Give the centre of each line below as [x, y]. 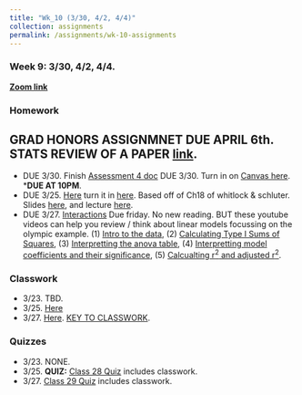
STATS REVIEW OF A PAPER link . [104, 154]
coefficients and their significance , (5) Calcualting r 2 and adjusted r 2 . [152, 255]
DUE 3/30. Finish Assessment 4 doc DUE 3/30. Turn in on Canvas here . [156, 176]
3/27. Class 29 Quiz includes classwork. [97, 380]
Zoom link [29, 87]
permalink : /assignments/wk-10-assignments [93, 35]
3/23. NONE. [46, 361]
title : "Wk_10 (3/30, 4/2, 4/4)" [73, 18]
